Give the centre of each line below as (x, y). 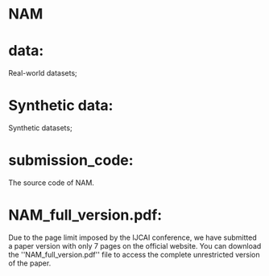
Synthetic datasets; (40, 128)
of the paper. (30, 263)
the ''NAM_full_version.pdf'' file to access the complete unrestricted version (134, 254)
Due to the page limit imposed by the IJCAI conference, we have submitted (133, 237)
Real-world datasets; (43, 73)
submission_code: (71, 161)
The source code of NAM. (52, 183)
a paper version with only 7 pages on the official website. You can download (135, 245)
